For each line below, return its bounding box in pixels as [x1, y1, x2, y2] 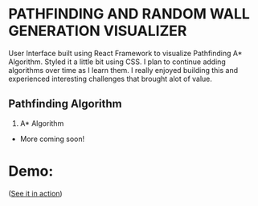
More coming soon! [19, 134, 85, 143]
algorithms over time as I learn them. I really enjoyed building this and [8, 65, 239, 75]
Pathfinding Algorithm [8, 97, 122, 111]
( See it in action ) [8, 188, 63, 198]
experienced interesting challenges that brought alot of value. [8, 74, 213, 83]
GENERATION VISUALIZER [8, 22, 187, 40]
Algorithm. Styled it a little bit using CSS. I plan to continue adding [8, 57, 227, 67]
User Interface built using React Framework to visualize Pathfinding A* [8, 48, 243, 58]
